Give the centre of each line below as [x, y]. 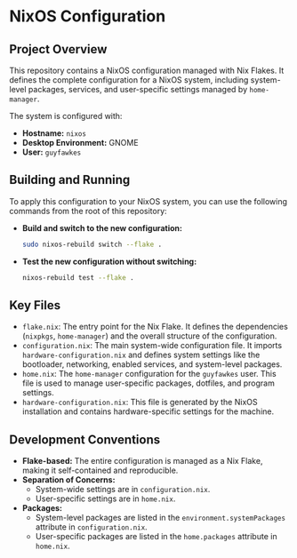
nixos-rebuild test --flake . [78, 277]
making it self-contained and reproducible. [100, 470]
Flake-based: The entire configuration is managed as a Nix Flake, [142, 461]
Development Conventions [85, 439]
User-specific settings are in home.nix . [105, 498]
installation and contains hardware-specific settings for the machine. [148, 411]
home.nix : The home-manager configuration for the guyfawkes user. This [149, 374]
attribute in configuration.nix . [92, 527]
